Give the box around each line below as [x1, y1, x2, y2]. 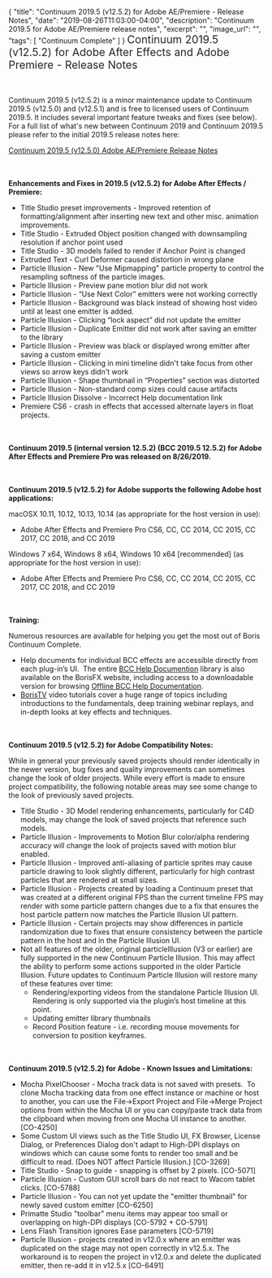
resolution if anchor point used [19, 237, 123, 247]
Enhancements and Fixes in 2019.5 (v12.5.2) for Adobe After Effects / [8, 179, 247, 188]
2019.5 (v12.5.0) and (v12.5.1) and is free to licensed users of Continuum [8, 104, 249, 113]
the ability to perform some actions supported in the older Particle [19, 962, 241, 971]
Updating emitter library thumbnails [32, 1013, 152, 1023]
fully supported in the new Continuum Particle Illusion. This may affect [19, 953, 256, 962]
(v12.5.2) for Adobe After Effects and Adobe [8, 45, 230, 59]
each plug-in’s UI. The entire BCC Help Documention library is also [19, 664, 245, 674]
